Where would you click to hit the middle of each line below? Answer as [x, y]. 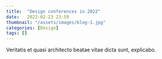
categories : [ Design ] [32, 28]
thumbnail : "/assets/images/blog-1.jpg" [56, 22]
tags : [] [17, 33]
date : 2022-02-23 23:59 [37, 17]
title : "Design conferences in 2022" [53, 11]
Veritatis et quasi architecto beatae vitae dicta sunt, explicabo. [81, 50]
